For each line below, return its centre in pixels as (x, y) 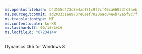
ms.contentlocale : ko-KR (30, 23)
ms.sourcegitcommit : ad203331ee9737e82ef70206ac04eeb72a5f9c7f (71, 14)
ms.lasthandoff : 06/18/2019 (34, 28)
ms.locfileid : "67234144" (31, 32)
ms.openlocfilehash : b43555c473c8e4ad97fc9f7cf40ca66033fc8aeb (71, 10)
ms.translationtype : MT (29, 19)
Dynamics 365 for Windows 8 (35, 46)
